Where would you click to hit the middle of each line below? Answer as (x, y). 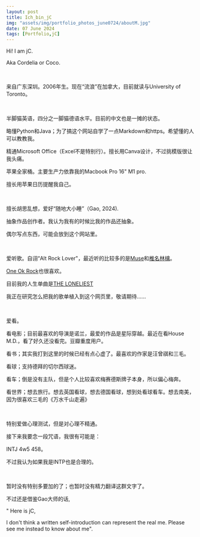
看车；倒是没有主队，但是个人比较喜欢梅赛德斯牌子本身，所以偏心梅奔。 (95, 379)
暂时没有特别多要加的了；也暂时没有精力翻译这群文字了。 (77, 486)
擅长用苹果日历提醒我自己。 (40, 184)
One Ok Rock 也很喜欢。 (36, 271)
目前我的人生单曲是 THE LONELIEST (50, 284)
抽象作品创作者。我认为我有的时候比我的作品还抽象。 (72, 222)
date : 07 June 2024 (30, 28)
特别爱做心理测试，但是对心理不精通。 (53, 424)
